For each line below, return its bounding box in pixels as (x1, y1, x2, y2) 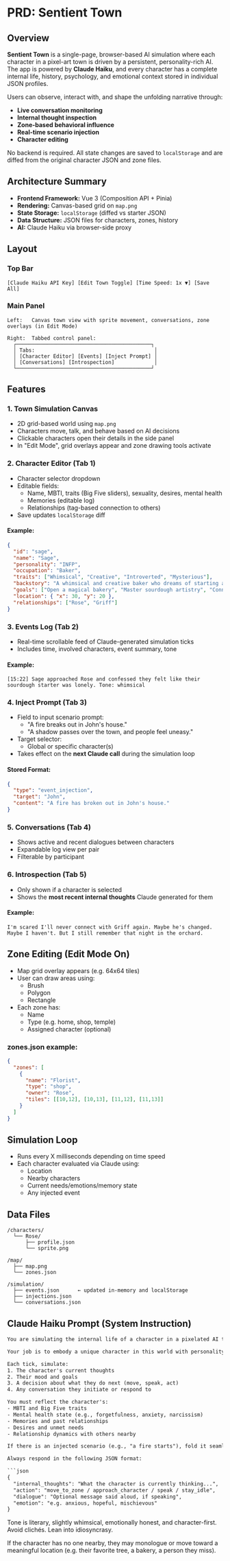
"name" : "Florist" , (25, 1077, 81, 1084)
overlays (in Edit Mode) (7, 323, 78, 330)
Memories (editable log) (27, 496, 95, 504)
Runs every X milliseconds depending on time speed (16, 1152, 166, 1161)
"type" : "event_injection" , (13, 787, 94, 794)
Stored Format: (7, 766, 51, 773)
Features (7, 383, 46, 396)
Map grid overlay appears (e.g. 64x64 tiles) (16, 966, 140, 975)
